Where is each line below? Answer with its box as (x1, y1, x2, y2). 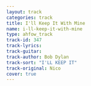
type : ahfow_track (6, 31, 53, 38)
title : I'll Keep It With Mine (6, 20, 86, 26)
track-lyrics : (6, 43, 42, 49)
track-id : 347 (6, 37, 42, 43)
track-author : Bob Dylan (6, 54, 69, 60)
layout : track (6, 8, 42, 15)
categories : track (6, 15, 53, 21)
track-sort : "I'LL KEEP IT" (6, 59, 78, 65)
